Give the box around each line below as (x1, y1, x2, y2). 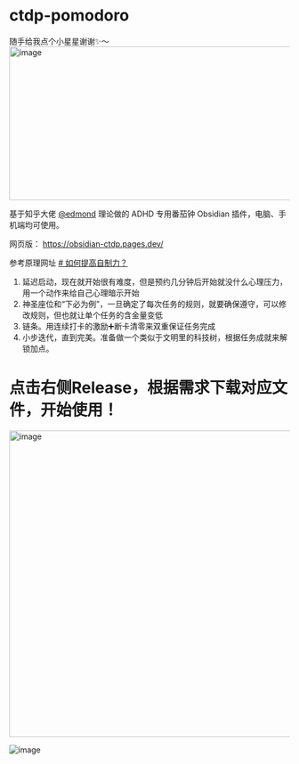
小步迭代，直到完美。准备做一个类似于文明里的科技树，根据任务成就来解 (21, 331, 287, 343)
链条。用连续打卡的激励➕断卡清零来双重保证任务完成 (21, 321, 216, 331)
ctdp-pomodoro (9, 5, 130, 26)
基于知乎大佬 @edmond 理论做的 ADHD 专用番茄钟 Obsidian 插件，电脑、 (9, 208, 279, 219)
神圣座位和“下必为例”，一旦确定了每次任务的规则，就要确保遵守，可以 (21, 298, 279, 309)
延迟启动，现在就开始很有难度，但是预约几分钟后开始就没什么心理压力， (21, 276, 287, 287)
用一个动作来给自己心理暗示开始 (21, 287, 140, 298)
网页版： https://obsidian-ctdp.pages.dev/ (9, 238, 164, 249)
